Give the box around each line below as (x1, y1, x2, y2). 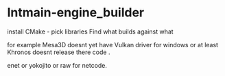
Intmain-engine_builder (7, 5, 145, 21)
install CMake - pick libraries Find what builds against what (7, 27, 174, 36)
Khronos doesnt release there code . (7, 48, 110, 56)
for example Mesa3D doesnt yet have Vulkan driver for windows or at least (7, 40, 218, 49)
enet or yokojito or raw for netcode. (7, 61, 108, 69)
